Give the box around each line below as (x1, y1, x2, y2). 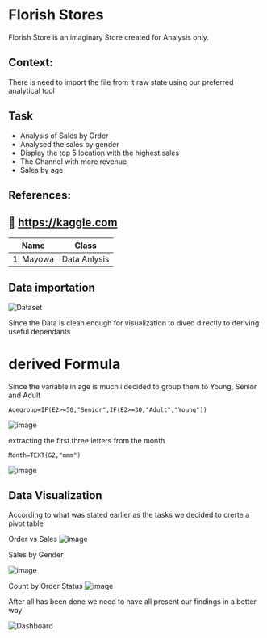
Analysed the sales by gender (19, 139, 119, 149)
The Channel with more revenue (19, 156, 127, 166)
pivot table (8, 518, 44, 528)
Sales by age (19, 165, 64, 174)
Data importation (8, 281, 95, 295)
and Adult (8, 390, 41, 400)
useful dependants (8, 326, 71, 336)
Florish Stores (8, 6, 104, 24)
